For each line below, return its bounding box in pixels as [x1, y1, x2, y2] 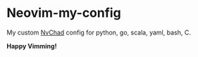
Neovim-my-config [6, 5, 121, 21]
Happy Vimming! [6, 42, 57, 50]
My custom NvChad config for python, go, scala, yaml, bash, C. [6, 28, 191, 37]
